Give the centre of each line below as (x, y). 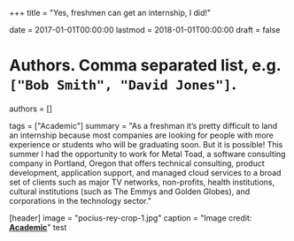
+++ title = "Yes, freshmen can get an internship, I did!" (110, 13)
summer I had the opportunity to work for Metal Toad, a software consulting (147, 154)
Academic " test (38, 227)
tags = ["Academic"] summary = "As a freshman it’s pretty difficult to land (143, 125)
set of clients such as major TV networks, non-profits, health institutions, (142, 182)
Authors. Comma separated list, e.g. (145, 66)
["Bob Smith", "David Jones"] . (123, 84)
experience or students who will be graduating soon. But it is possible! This (146, 144)
